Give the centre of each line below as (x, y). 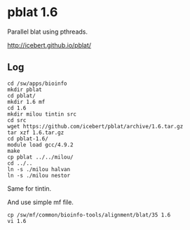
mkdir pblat (25, 89)
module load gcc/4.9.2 (40, 144)
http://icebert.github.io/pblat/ (49, 45)
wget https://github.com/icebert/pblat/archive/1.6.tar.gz (95, 126)
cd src (17, 120)
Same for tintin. (29, 188)
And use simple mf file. (40, 202)
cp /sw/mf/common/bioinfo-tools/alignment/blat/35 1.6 (89, 215)
